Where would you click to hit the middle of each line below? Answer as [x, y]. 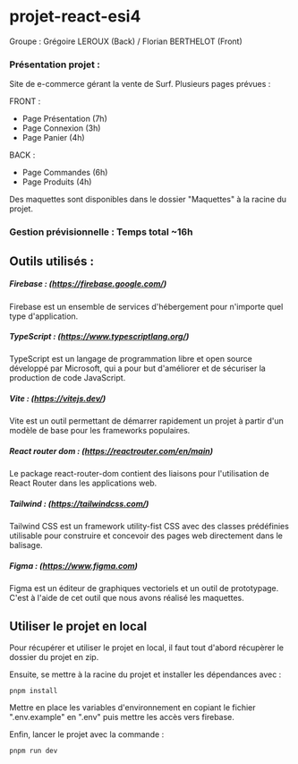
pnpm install [34, 691]
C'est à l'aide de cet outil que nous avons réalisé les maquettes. [127, 598]
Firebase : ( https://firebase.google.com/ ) [88, 284]
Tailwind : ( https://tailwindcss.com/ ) [79, 504]
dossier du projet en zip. [54, 657]
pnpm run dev [34, 751]
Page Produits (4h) [57, 182]
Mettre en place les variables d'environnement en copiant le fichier [132, 708]
